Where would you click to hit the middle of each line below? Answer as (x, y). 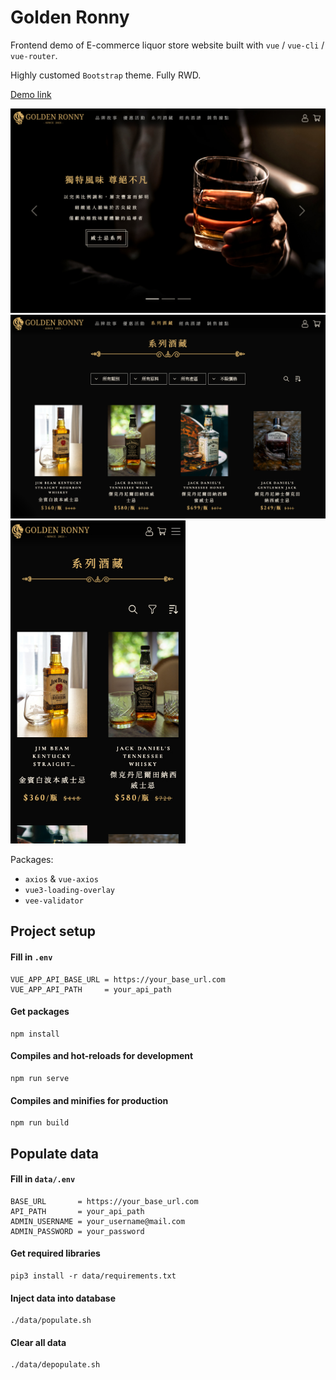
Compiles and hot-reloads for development (102, 1056)
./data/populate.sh (51, 1321)
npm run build (40, 1123)
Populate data (54, 1153)
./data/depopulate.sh (55, 1365)
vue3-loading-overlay (69, 891)
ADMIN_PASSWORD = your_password (77, 1231)
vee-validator (54, 901)
